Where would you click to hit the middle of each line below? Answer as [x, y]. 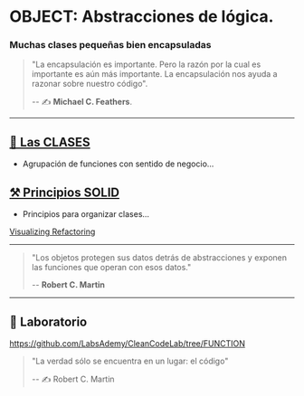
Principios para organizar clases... [86, 214]
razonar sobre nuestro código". [90, 84]
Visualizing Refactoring [52, 231]
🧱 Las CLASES [50, 142]
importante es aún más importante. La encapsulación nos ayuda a [154, 74]
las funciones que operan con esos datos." [111, 268]
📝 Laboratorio [48, 321]
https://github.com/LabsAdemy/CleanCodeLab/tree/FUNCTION [128, 343]
